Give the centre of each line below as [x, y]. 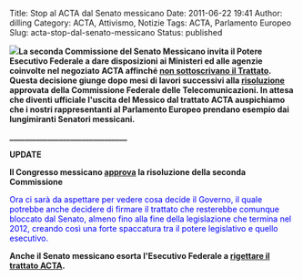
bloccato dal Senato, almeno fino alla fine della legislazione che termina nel [151, 219]
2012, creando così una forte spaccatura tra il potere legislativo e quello [144, 228]
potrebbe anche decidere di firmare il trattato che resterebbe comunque [145, 209]
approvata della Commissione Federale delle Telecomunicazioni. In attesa [151, 90]
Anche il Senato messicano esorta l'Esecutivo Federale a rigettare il [140, 256]
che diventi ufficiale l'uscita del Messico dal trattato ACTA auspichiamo [147, 100]
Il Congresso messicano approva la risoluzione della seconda [128, 172]
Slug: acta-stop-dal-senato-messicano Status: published [116, 32]
